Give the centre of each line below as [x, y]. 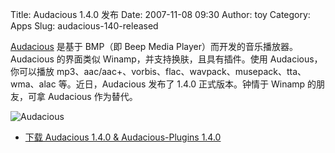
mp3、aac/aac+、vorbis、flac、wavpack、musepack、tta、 [181, 71]
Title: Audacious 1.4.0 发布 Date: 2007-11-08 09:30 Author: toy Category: [160, 14]
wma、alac [33, 84]
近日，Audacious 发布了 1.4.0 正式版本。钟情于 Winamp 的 [196, 84]
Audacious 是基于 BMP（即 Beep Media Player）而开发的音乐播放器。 [154, 46]
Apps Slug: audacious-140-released [84, 26]
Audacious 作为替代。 [92, 96]
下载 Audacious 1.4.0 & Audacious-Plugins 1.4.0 [123, 137]
